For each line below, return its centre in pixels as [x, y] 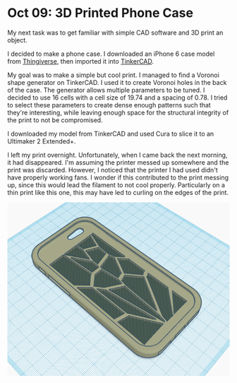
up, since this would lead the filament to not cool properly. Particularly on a [116, 184]
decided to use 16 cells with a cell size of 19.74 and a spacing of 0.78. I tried [117, 98]
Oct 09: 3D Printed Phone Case [101, 13]
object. [18, 40]
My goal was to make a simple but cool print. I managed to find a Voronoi [114, 75]
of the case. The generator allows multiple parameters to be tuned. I [106, 90]
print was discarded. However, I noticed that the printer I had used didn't [113, 170]
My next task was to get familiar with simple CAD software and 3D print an [115, 33]
